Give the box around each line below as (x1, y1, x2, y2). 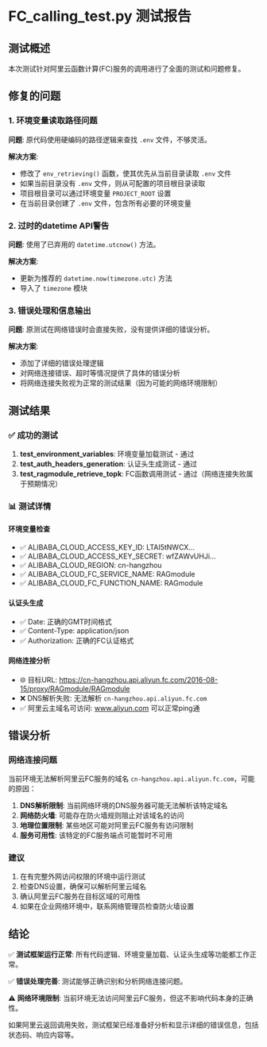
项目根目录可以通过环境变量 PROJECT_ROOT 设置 (19, 188, 172, 198)
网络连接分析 (8, 655, 50, 665)
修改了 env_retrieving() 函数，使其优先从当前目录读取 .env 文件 (19, 168, 232, 178)
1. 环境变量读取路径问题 (8, 115, 98, 126)
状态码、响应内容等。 (8, 1030, 78, 1040)
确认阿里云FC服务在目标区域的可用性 (19, 891, 141, 902)
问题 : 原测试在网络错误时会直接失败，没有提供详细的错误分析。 (8, 325, 215, 334)
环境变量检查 (8, 524, 50, 534)
